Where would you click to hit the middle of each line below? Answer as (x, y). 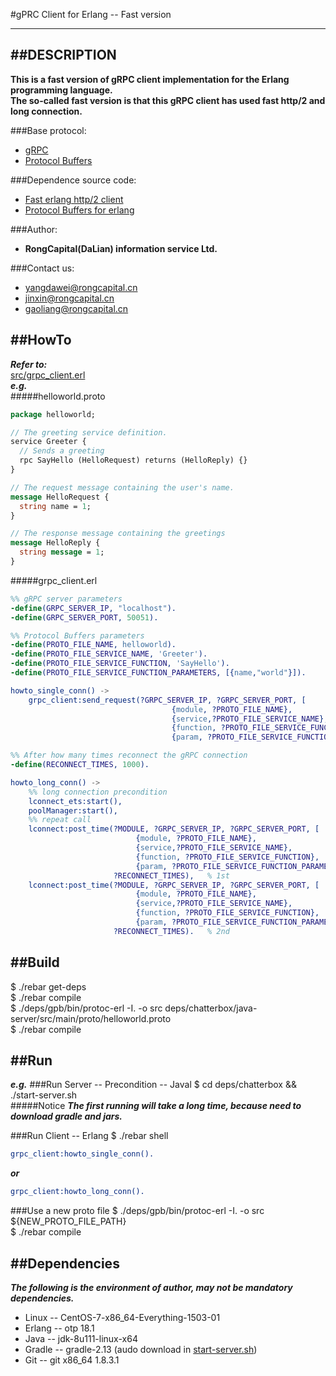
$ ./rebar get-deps (48, 986)
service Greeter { (48, 442)
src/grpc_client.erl (48, 375)
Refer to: (29, 364)
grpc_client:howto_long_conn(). (77, 1192)
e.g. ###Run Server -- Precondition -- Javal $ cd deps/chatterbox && (153, 1085)
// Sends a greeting (62, 451)
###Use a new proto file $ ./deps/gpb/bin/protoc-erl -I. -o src (137, 1211)
